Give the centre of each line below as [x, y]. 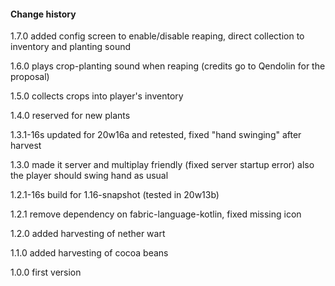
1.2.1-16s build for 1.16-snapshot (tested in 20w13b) [115, 195]
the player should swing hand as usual [89, 176]
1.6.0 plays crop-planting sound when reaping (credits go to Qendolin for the [168, 66]
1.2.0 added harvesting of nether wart [88, 234]
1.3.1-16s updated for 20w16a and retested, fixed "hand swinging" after [156, 135]
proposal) [30, 77]
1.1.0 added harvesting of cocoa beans [89, 253]
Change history [43, 14]
